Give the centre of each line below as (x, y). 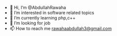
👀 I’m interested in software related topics (52, 13)
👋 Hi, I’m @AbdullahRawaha (38, 8)
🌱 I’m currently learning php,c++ (43, 18)
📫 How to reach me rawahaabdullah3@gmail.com (61, 28)
